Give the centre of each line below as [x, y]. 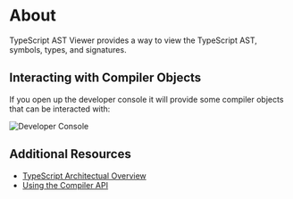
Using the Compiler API [65, 185]
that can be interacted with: [60, 109]
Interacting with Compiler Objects [105, 78]
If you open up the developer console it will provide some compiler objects [146, 99]
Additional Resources [70, 154]
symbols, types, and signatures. [68, 49]
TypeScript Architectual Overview [84, 176]
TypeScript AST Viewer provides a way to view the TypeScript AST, [133, 40]
